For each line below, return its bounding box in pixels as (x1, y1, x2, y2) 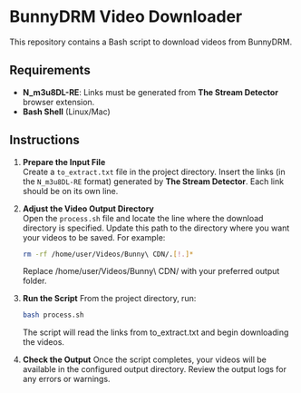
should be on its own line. (22, 185, 119, 196)
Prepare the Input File (22, 156, 106, 167)
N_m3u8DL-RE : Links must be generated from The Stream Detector (22, 86, 279, 97)
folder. (22, 275, 47, 287)
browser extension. (22, 96, 95, 107)
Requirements (9, 63, 91, 78)
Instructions (9, 133, 80, 148)
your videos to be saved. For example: (22, 231, 166, 242)
